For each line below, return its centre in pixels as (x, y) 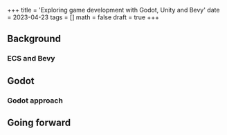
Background (34, 39)
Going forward (39, 123)
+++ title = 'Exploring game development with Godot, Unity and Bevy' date (113, 10)
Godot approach (35, 101)
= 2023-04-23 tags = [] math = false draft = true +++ (83, 17)
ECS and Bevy (31, 59)
